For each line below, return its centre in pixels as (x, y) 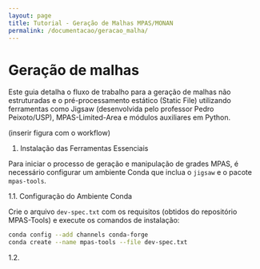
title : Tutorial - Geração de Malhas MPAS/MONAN (91, 23)
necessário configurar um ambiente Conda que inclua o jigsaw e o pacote (130, 172)
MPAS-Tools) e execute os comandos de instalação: (94, 220)
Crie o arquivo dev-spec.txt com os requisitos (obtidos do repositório (123, 212)
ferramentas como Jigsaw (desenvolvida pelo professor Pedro (111, 109)
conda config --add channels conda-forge (78, 235)
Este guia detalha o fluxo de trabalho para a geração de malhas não (120, 92)
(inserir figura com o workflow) (59, 133)
